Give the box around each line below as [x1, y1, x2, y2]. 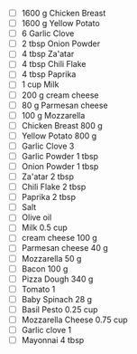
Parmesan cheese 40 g [21, 243, 109, 254]
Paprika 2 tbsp [21, 192, 77, 203]
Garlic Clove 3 [21, 140, 75, 151]
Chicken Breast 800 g [21, 120, 103, 130]
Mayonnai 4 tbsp [21, 335, 85, 345]
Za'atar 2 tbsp [21, 171, 74, 182]
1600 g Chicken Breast [21, 8, 106, 18]
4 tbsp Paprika [21, 69, 77, 80]
